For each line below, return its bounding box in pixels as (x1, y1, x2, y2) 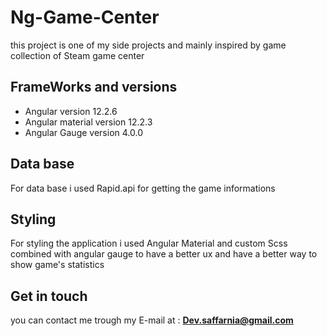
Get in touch (10, 287, 88, 305)
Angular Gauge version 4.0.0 (24, 126, 143, 138)
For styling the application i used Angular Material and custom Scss (10, 237, 288, 250)
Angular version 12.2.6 (24, 105, 118, 117)
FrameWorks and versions (10, 79, 178, 96)
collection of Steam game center (10, 49, 145, 61)
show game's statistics (10, 259, 105, 271)
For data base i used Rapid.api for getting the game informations (10, 182, 276, 194)
